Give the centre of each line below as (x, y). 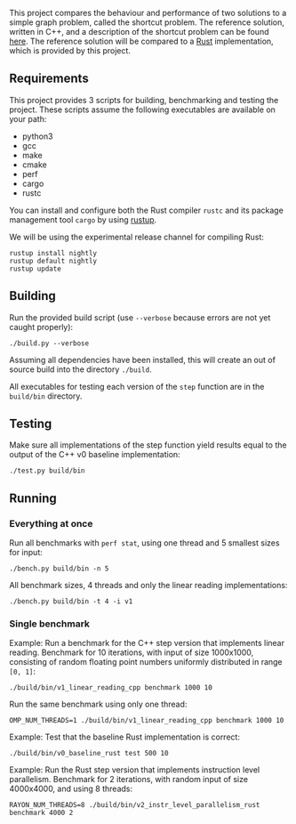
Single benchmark (50, 624)
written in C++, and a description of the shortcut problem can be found (139, 32)
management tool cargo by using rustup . (83, 219)
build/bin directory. (46, 396)
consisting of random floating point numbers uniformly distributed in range (146, 662)
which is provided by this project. (70, 51)
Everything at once (51, 523)
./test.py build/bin (48, 471)
